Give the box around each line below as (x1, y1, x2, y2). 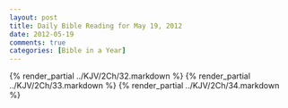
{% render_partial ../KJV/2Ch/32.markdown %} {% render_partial (9, 71, 251, 81)
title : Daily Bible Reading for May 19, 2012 (9, 21, 182, 30)
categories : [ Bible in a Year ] (9, 46, 127, 55)
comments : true (9, 37, 66, 47)
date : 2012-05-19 (9, 29, 74, 38)
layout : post (9, 12, 58, 22)
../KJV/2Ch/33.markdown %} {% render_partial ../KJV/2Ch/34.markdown (9, 80, 280, 91)
